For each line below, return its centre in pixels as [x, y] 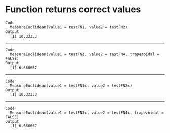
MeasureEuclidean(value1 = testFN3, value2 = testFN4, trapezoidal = [84, 54]
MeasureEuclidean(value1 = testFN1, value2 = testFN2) [69, 27]
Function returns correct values [73, 9]
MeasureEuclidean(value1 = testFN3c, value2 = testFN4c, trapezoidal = [87, 113]
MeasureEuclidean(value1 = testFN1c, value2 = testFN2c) [71, 86]
